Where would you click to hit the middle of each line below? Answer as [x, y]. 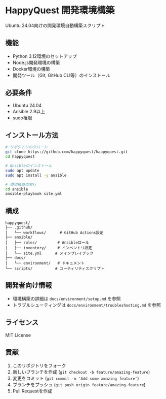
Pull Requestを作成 [32, 391]
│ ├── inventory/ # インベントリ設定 [49, 248]
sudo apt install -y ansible [36, 175]
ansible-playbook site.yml [34, 194]
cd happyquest [20, 157]
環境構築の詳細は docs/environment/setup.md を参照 [67, 298]
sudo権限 [22, 118]
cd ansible [17, 189]
